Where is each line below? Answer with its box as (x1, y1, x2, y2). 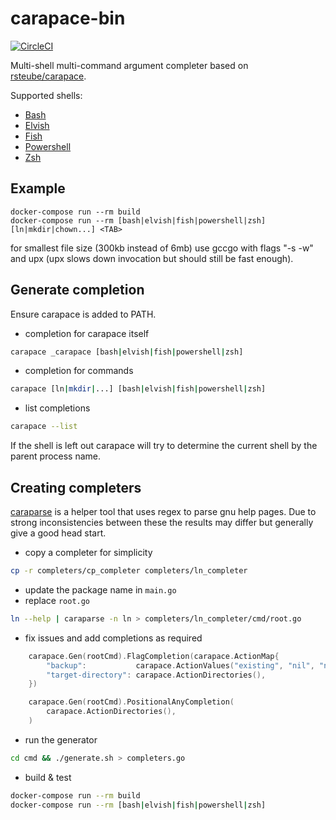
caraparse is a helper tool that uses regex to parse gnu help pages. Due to (10, 506, 317, 517)
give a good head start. (10, 527, 107, 539)
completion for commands (24, 365, 134, 377)
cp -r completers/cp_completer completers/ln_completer (10, 566, 248, 576)
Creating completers (10, 479, 142, 496)
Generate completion (10, 282, 145, 299)
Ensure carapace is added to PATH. (10, 308, 157, 320)
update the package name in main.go (24, 583, 177, 596)
